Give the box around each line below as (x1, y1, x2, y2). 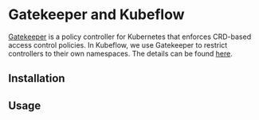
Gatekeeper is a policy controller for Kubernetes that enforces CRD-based (8, 32, 252, 41)
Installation (8, 72, 65, 85)
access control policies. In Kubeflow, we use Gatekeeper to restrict (8, 40, 228, 49)
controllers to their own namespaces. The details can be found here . (8, 48, 233, 58)
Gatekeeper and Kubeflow (8, 6, 185, 24)
